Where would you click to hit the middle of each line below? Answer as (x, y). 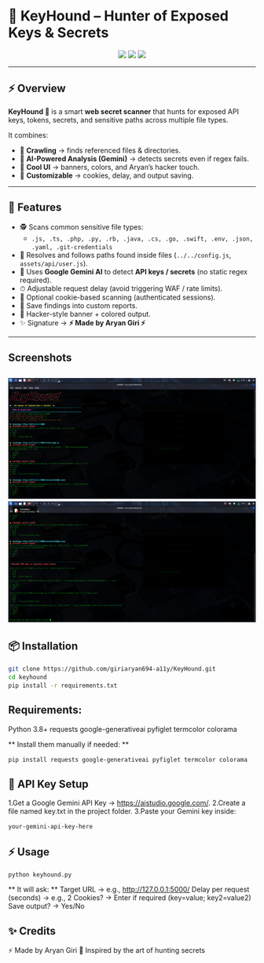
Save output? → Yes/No (46, 906)
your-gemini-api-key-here (50, 827)
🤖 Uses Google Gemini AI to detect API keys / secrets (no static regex (134, 271)
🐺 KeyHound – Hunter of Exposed (119, 16)
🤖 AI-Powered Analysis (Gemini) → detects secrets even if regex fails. (134, 158)
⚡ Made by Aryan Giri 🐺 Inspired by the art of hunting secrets (107, 950)
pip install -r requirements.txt (63, 686)
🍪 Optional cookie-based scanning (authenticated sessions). (117, 297)
